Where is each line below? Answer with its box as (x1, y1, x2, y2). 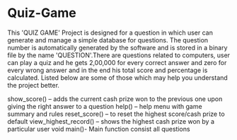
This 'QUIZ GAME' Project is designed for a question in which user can (7, 28, 214, 37)
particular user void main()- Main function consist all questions (7, 124, 190, 133)
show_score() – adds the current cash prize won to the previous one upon (7, 94, 223, 103)
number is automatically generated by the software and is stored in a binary (7, 43, 228, 52)
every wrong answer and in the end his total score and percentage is (7, 66, 208, 74)
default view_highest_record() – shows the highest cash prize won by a (7, 117, 214, 125)
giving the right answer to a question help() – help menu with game (7, 102, 203, 110)
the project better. (7, 81, 60, 89)
